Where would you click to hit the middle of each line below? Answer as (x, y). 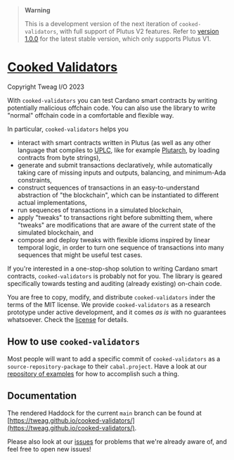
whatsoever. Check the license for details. (68, 319)
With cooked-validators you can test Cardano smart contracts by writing (112, 100)
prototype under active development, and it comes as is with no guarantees (117, 312)
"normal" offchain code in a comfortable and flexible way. (91, 115)
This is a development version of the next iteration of (101, 24)
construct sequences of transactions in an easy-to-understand (109, 187)
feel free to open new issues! (49, 449)
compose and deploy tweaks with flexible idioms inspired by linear (114, 240)
